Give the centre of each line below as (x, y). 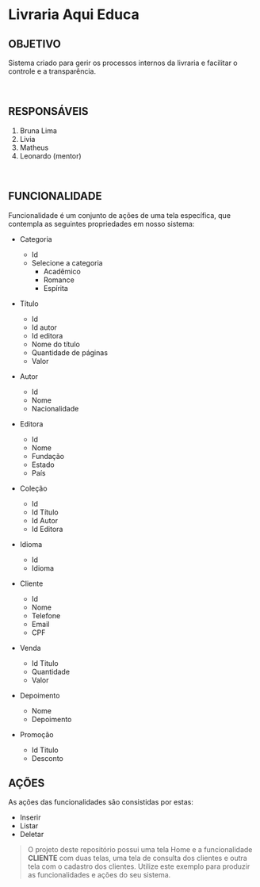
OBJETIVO (35, 44)
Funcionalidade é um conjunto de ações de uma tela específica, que (120, 215)
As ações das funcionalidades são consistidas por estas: (101, 802)
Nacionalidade (55, 408)
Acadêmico (62, 271)
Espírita (56, 288)
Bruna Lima (38, 130)
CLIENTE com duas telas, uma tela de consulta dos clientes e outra (137, 858)
